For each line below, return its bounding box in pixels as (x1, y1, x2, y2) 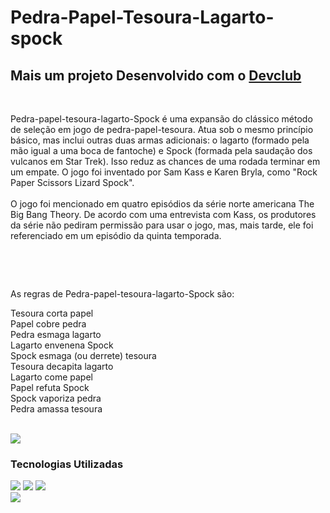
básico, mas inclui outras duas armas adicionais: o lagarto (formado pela (10, 134, 310, 146)
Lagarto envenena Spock (10, 339, 114, 351)
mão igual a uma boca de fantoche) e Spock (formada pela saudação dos (10, 145, 313, 156)
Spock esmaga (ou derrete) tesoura (10, 350, 157, 361)
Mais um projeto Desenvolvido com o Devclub (10, 67, 302, 84)
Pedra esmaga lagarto (10, 329, 102, 340)
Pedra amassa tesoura (10, 403, 103, 415)
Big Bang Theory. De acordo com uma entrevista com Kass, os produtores (10, 209, 317, 220)
